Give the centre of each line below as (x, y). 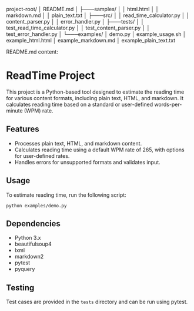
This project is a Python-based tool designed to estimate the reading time (95, 92)
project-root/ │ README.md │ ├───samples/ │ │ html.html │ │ (83, 9)
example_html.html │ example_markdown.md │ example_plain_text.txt (91, 40)
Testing (20, 288)
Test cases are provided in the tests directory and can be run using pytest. (97, 302)
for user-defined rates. (42, 155)
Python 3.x (28, 238)
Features (23, 129)
